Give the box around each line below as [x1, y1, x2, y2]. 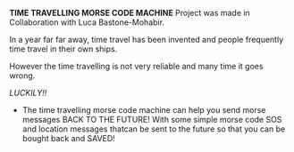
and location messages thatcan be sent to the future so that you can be [21, 124, 286, 134]
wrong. [9, 70, 36, 81]
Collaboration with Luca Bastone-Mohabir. [9, 17, 165, 28]
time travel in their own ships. [9, 44, 118, 54]
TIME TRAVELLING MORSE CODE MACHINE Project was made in [9, 8, 250, 18]
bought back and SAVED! [21, 133, 116, 143]
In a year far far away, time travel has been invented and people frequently [9, 35, 284, 44]
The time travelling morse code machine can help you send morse [21, 105, 266, 115]
